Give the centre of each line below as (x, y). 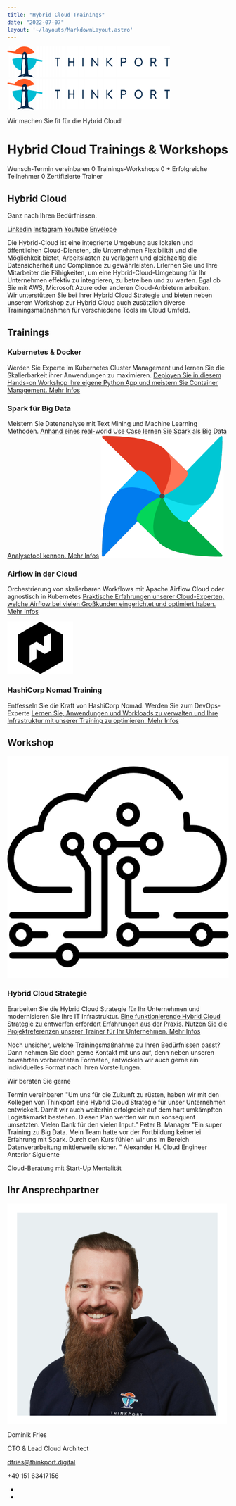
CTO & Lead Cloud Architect (48, 1448)
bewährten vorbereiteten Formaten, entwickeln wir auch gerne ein (103, 1060)
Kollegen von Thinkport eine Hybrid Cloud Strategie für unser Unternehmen (117, 1102)
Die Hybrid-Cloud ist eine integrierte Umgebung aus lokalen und (100, 243)
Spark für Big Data (39, 408)
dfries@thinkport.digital (41, 1462)
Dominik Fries (27, 1435)
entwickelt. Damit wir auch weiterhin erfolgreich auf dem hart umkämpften (115, 1110)
